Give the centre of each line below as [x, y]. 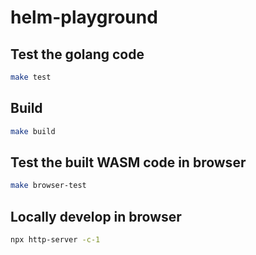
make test [31, 77]
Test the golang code [77, 54]
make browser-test [48, 186]
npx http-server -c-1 [55, 240]
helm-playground [84, 17]
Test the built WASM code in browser [128, 162]
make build [33, 131]
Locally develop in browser [96, 216]
